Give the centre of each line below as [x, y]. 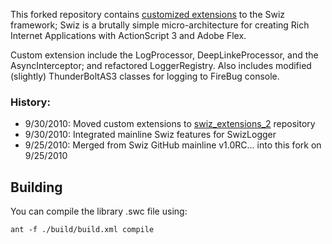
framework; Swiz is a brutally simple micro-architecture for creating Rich [160, 25]
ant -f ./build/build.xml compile [82, 230]
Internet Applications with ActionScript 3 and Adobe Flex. [128, 35]
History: [30, 102]
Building [36, 187]
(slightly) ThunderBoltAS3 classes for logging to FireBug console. [145, 76]
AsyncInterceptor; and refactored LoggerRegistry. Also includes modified [161, 65]
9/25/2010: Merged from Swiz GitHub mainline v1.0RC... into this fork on [173, 145]
